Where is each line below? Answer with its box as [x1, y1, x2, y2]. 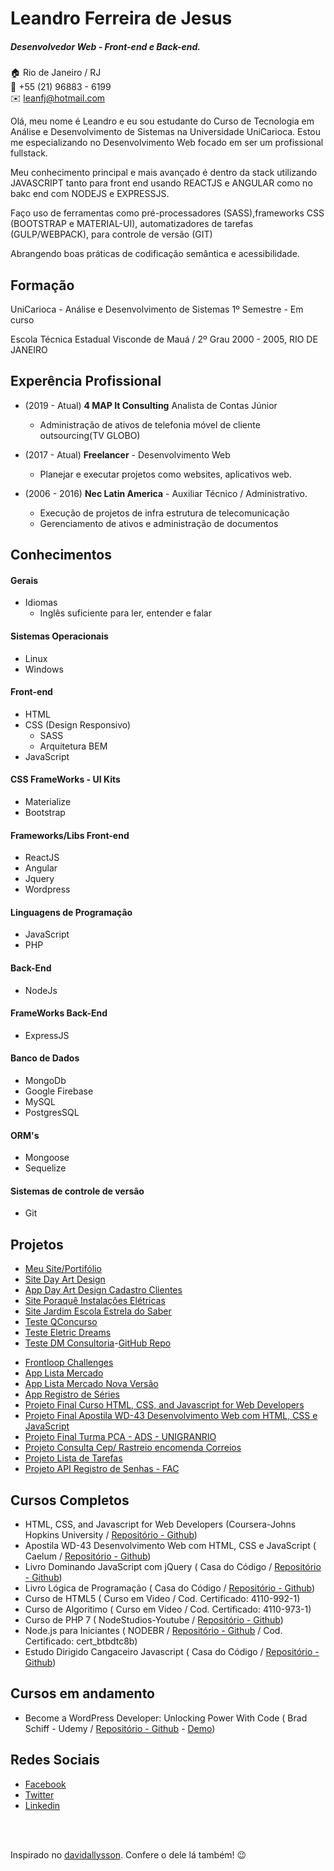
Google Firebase [24, 1085, 94, 1097]
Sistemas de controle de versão [10, 1185, 145, 1197]
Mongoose [24, 1152, 70, 1164]
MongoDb [24, 1075, 67, 1086]
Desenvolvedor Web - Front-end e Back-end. [10, 40, 201, 52]
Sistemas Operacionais [10, 630, 109, 642]
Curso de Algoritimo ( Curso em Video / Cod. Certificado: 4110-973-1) [24, 1603, 312, 1616]
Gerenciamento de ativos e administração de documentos [39, 517, 279, 529]
